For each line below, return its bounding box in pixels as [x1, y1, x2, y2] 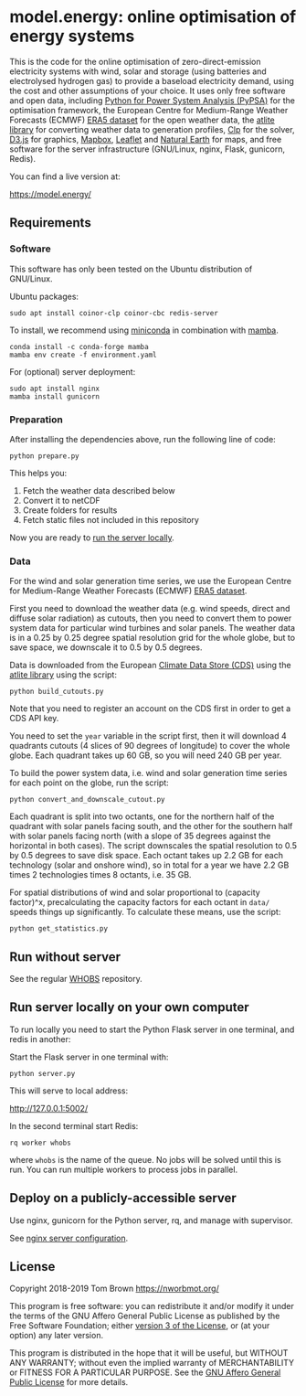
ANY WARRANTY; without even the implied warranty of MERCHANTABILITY [9, 1358, 295, 1369]
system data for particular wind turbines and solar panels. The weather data [9, 623, 295, 634]
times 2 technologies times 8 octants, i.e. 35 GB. [9, 869, 192, 880]
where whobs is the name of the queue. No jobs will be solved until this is [9, 1154, 281, 1165]
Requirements [9, 215, 91, 230]
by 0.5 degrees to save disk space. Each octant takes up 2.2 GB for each [9, 850, 283, 861]
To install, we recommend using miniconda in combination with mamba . [9, 325, 279, 336]
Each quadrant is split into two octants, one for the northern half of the [9, 811, 275, 822]
